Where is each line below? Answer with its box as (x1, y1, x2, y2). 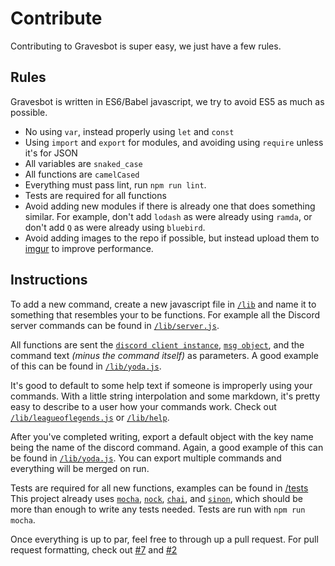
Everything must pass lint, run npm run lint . (24, 178, 207, 191)
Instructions (10, 272, 88, 289)
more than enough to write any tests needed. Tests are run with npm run (10, 503, 306, 515)
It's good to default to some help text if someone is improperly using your (10, 379, 313, 391)
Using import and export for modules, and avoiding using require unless (24, 136, 324, 148)
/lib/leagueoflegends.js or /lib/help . (10, 411, 170, 423)
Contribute (10, 7, 103, 30)
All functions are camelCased (24, 168, 140, 180)
